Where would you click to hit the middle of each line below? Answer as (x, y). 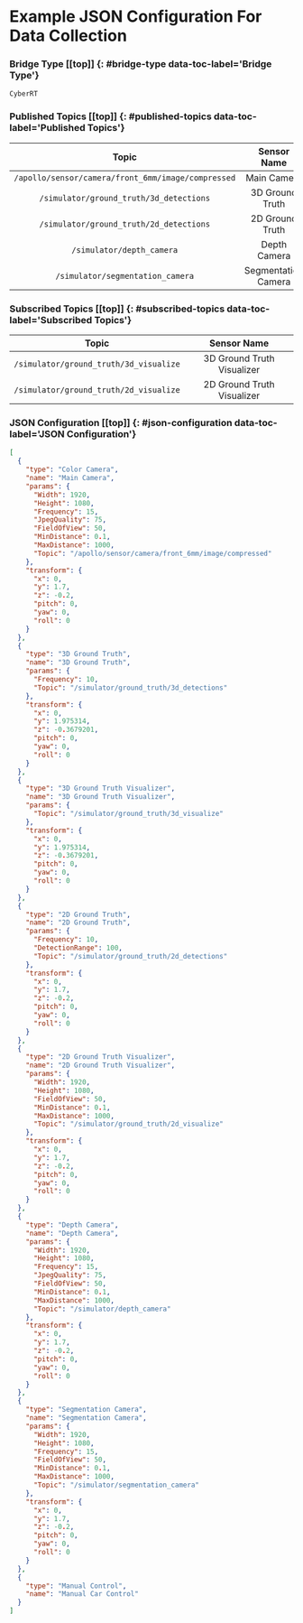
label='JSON (37, 434)
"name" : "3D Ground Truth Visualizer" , (101, 797)
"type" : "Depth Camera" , (72, 1225)
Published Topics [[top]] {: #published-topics (110, 116)
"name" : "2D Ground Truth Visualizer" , (101, 1066)
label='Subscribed (51, 320)
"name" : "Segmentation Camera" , (86, 1418)
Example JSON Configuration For (136, 17)
